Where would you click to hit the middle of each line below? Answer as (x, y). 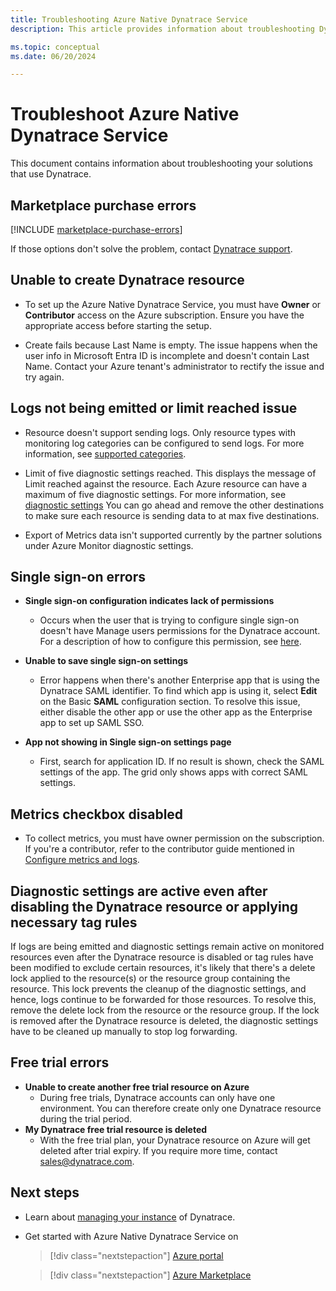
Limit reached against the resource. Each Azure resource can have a (166, 483)
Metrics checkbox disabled (97, 814)
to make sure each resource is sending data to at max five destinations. (172, 515)
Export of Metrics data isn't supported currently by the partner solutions (173, 535)
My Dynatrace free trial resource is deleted (116, 1129)
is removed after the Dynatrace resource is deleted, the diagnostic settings (164, 1021)
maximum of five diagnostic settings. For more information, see (155, 494)
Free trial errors (60, 1062)
